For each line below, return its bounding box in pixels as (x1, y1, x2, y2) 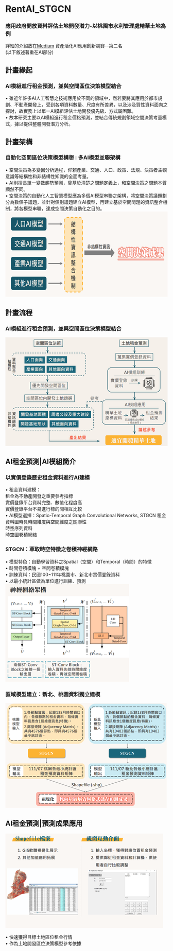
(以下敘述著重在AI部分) (5, 49, 54, 56)
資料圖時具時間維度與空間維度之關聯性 (5, 519, 86, 525)
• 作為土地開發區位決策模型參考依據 (5, 940, 81, 946)
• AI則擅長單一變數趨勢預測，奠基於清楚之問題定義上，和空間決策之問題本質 (5, 180, 167, 186)
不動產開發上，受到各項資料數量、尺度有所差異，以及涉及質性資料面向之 (14, 101, 168, 108)
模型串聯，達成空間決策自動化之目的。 (23, 205, 105, 212)
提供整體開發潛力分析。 (23, 121, 73, 127)
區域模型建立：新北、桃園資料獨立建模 (5, 691, 100, 698)
